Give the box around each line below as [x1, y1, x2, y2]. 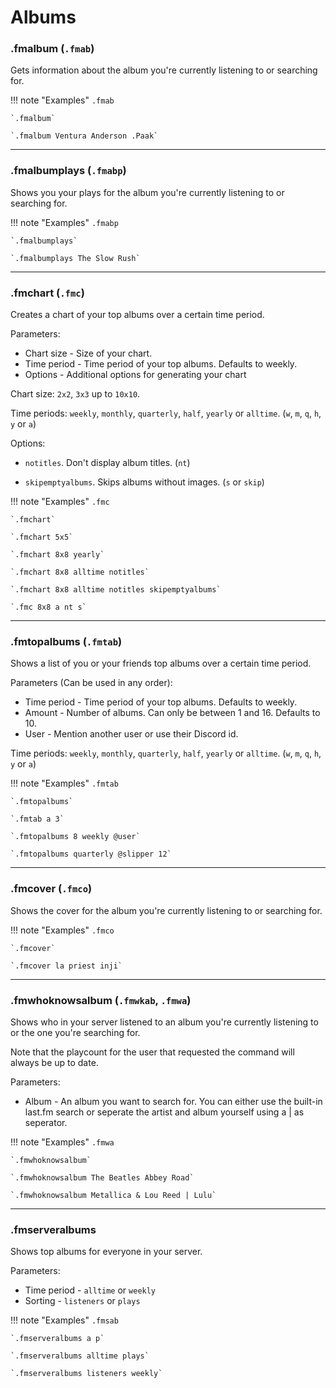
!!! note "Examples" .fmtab [10, 777, 119, 790]
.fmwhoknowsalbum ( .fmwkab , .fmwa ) [10, 993, 192, 1007]
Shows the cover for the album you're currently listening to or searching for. [10, 904, 323, 916]
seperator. [24, 1116, 68, 1128]
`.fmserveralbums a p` [10, 1334, 105, 1344]
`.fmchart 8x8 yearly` [10, 550, 105, 560]
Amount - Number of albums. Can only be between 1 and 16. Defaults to [24, 707, 321, 719]
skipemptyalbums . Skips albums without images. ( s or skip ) [24, 476, 265, 488]
